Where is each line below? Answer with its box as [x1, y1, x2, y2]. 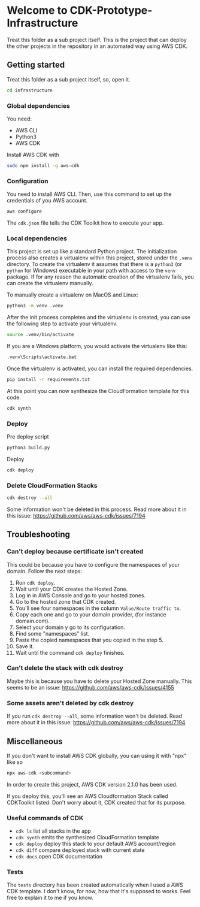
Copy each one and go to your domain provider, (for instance [15, 610, 166, 618]
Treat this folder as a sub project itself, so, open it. [7, 75, 131, 83]
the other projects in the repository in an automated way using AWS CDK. [7, 43, 188, 50]
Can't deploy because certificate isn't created [7, 548, 144, 556]
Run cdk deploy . [15, 579, 56, 586]
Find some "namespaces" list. [15, 630, 90, 637]
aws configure [7, 208, 43, 214]
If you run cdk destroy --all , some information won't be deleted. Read [7, 712, 182, 719]
